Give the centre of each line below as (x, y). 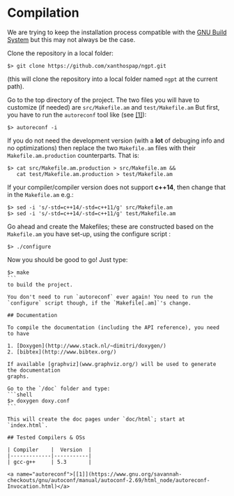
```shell (20, 395)
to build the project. (40, 284)
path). (16, 86)
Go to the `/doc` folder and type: (59, 388)
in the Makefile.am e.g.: (41, 194)
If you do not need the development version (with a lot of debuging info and (116, 140)
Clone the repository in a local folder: (60, 53)
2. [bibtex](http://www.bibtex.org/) (62, 352)
